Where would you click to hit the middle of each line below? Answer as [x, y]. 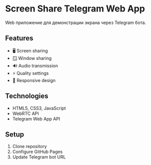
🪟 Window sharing [32, 58]
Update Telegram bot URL [39, 157]
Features [19, 38]
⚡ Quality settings [30, 73]
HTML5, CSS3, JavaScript [39, 108]
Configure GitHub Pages [37, 152]
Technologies [27, 96]
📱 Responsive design [34, 80]
